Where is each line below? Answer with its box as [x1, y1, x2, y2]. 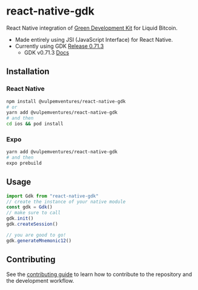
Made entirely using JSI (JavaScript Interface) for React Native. [15, 36, 173, 43]
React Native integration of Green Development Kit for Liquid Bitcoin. [6, 24, 178, 31]
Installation [6, 67, 50, 77]
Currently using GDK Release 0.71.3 [15, 42, 104, 50]
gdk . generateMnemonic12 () [6, 237, 71, 243]
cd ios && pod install [6, 121, 64, 127]
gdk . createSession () [6, 221, 59, 228]
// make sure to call [6, 210, 61, 216]
